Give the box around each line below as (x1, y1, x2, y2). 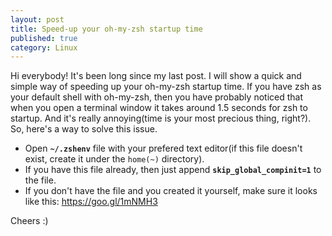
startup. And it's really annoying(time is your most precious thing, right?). (10, 112, 312, 125)
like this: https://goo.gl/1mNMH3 (24, 196, 158, 208)
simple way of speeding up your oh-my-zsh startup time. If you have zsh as (10, 81, 322, 93)
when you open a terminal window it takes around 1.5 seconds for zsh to (10, 102, 308, 114)
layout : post (10, 14, 65, 25)
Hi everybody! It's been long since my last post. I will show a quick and (10, 70, 302, 82)
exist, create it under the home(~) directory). (24, 153, 205, 165)
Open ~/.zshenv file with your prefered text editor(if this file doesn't (24, 142, 303, 155)
